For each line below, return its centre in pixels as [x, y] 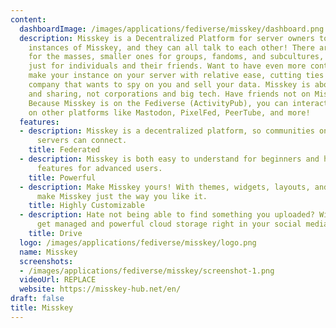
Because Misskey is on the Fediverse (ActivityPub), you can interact [178, 103]
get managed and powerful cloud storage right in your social [169, 224]
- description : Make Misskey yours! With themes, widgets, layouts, [165, 187]
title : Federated [64, 150]
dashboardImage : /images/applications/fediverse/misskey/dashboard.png [172, 29]
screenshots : [46, 261]
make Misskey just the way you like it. [122, 196]
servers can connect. [82, 141]
